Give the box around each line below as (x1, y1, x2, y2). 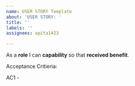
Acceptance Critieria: (6, 63, 58, 70)
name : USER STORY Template (6, 8, 72, 15)
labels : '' (6, 25, 33, 31)
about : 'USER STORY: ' (6, 14, 62, 20)
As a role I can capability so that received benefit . (6, 51, 129, 59)
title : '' (6, 19, 31, 25)
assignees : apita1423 (6, 30, 59, 36)
